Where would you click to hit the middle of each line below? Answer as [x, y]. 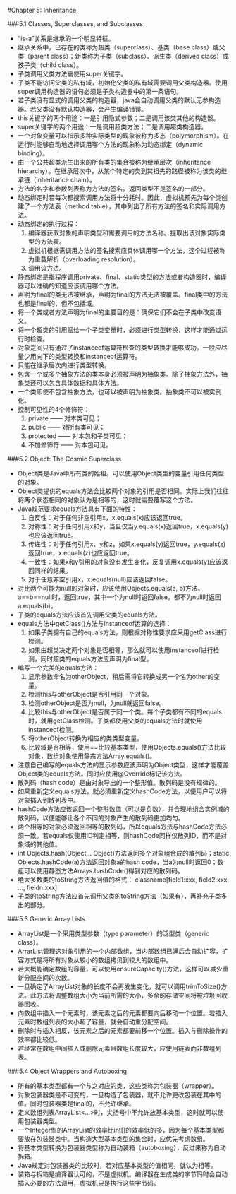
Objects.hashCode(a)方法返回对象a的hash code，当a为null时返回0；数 [120, 862]
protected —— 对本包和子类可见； [78, 436]
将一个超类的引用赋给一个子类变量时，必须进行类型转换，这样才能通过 [119, 330]
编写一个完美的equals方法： [58, 668]
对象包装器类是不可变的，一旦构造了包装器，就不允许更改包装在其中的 [119, 1095]
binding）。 [33, 153]
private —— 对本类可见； [65, 418]
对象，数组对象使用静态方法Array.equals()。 [92, 756]
